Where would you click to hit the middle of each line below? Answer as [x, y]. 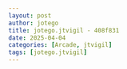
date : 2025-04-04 [37, 38]
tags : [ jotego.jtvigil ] [48, 52]
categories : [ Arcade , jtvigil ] [60, 45]
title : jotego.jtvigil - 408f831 [64, 30]
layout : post [30, 15]
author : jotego [34, 23]
